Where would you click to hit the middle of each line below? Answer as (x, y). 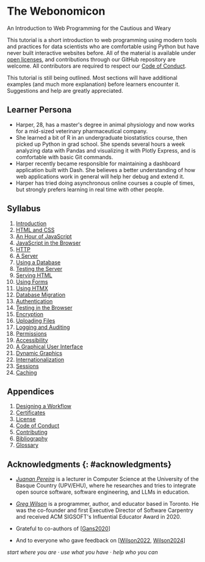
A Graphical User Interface (49, 347)
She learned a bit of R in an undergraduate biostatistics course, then (102, 137)
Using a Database (38, 262)
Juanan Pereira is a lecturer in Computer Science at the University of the (107, 479)
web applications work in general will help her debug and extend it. (100, 176)
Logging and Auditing (43, 327)
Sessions (27, 366)
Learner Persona (39, 110)
